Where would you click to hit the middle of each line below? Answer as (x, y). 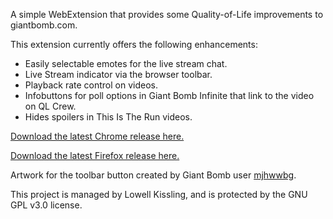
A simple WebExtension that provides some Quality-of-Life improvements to (167, 14)
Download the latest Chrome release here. (97, 136)
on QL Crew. (50, 106)
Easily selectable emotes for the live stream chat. (126, 63)
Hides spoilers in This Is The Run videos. (108, 117)
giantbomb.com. (44, 25)
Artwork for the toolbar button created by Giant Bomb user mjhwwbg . (153, 175)
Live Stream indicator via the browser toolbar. (118, 74)
